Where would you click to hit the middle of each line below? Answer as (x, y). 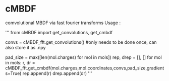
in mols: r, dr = (20, 62)
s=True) (13, 73)
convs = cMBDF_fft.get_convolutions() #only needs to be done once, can (81, 42)
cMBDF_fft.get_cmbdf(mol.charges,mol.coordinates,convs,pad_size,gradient (85, 68)
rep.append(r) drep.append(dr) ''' (57, 73)
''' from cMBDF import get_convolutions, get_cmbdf (59, 32)
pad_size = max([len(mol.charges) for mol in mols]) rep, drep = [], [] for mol (84, 57)
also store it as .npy (25, 47)
